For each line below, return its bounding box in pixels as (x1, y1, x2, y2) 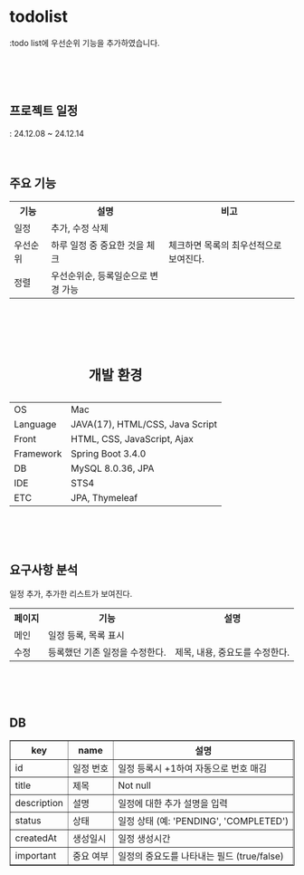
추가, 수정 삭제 (51, 222, 109, 235)
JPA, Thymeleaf (71, 492, 138, 505)
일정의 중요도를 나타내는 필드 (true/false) (117, 850, 285, 862)
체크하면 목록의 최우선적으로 (168, 238, 282, 251)
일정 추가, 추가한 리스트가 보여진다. (9, 588, 133, 599)
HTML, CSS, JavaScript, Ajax (71, 433, 195, 446)
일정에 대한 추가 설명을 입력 (117, 797, 228, 810)
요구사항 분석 (9, 562, 79, 578)
